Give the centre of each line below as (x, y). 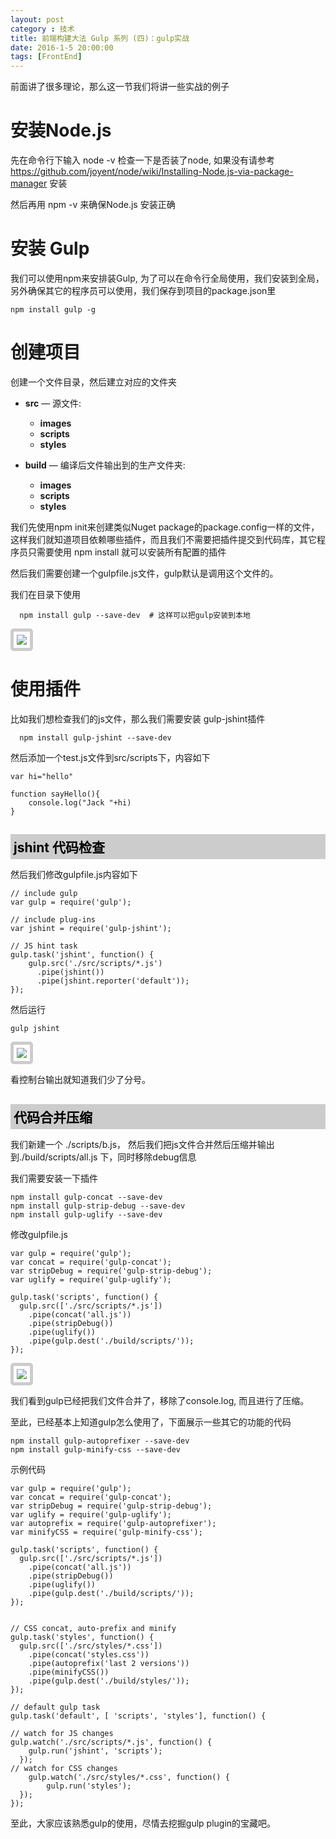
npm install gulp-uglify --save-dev (86, 1214)
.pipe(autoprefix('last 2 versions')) (109, 1663)
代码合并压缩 (53, 1117)
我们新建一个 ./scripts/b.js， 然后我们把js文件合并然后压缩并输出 (142, 1144)
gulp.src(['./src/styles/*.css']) (91, 1646)
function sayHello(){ (55, 794)
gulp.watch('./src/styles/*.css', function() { (129, 1777)
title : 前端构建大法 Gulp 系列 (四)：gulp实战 (100, 38)
